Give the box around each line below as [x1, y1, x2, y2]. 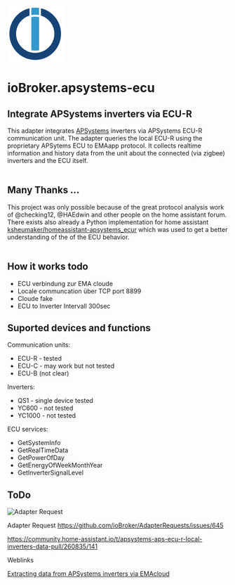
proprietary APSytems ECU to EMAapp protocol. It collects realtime [7, 141, 202, 150]
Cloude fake [17, 294, 53, 302]
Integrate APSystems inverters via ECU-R [7, 108, 193, 120]
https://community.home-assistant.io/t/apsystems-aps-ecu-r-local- [7, 535, 203, 544]
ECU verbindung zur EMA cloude [17, 279, 114, 288]
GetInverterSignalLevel [17, 468, 84, 477]
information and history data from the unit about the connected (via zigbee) [7, 149, 226, 157]
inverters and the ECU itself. [7, 157, 88, 165]
